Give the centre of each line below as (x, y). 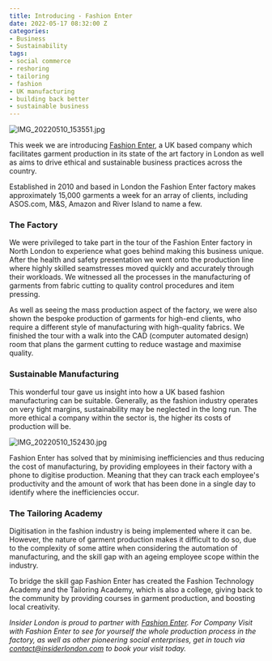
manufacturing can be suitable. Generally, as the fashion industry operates (134, 400)
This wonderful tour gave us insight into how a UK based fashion (117, 392)
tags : (18, 54)
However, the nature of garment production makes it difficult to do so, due (133, 539)
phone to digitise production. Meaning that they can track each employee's (134, 474)
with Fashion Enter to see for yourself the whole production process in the (133, 631)
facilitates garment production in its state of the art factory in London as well (137, 154)
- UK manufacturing (42, 91)
